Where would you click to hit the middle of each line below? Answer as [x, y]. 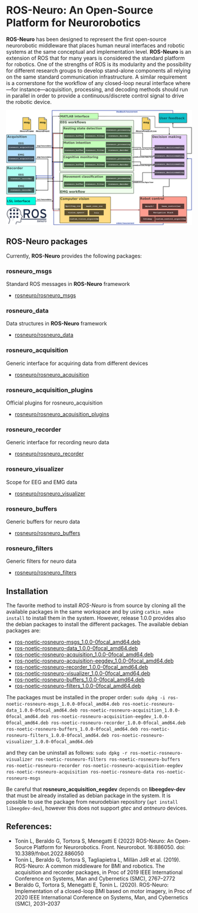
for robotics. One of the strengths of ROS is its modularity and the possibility [99, 64]
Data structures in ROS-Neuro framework [57, 324]
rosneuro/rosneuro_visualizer [50, 493]
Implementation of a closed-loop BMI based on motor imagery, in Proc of [103, 891]
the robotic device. [29, 102]
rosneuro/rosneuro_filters [45, 573]
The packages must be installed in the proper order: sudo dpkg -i [86, 697]
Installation [27, 591]
